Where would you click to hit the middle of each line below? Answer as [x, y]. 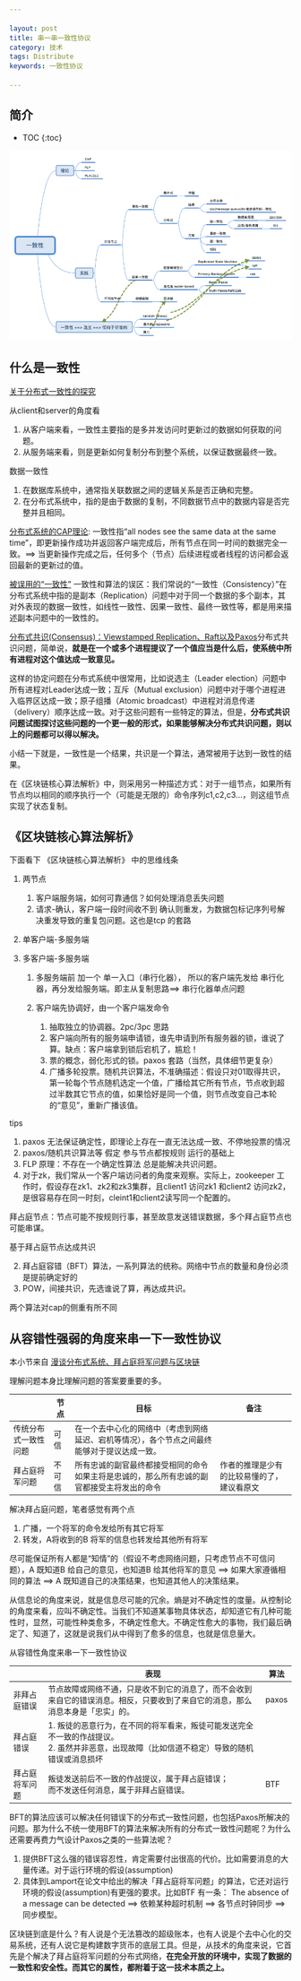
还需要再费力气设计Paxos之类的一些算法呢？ [91, 1839]
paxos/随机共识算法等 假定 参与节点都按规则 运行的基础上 [129, 1153]
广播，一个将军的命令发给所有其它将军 [93, 1527]
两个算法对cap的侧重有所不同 [64, 1308]
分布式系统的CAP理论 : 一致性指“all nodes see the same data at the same [143, 531]
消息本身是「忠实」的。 [91, 1711]
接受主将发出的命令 [125, 1487]
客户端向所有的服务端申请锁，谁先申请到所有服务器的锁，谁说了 [167, 1038]
